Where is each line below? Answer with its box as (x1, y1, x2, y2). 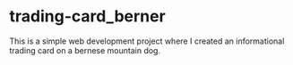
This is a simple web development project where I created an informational (9, 36, 285, 46)
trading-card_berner (9, 6, 166, 27)
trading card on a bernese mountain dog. (9, 45, 161, 55)
